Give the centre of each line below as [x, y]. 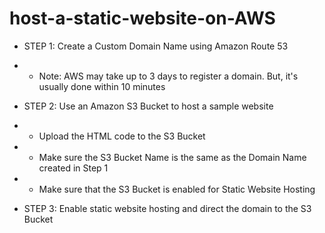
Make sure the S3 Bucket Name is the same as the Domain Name [172, 157]
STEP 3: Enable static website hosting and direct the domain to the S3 [167, 208]
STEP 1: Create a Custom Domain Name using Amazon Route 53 [156, 46]
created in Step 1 [73, 168]
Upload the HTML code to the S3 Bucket [122, 136]
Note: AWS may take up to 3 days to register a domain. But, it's [168, 76]
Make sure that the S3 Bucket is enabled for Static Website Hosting [177, 189]
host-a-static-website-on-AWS [142, 18]
